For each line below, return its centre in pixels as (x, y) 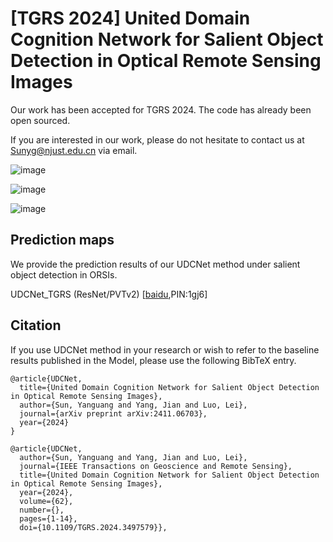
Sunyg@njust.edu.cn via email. (74, 150)
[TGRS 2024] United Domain (130, 18)
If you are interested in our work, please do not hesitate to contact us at (157, 139)
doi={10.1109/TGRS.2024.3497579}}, (93, 527)
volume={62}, (46, 501)
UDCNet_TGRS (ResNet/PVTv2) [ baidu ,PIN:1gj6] (109, 294)
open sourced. (40, 120)
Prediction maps (62, 240)
